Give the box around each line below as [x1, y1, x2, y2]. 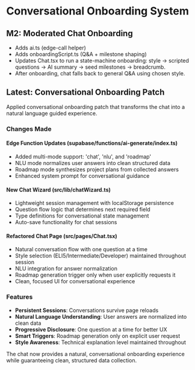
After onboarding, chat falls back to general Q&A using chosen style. [14, 70, 185, 77]
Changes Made [6, 125, 52, 133]
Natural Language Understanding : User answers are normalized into [14, 313, 187, 320]
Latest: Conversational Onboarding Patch [6, 87, 165, 98]
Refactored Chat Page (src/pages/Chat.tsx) [6, 232, 117, 239]
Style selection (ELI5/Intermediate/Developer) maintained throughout [14, 252, 187, 260]
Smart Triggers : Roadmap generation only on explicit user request [14, 332, 181, 339]
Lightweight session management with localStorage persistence [14, 199, 175, 207]
